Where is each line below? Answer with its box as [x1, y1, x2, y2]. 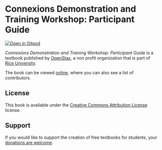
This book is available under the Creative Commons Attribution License [5, 102, 147, 108]
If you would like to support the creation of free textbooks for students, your [5, 134, 157, 140]
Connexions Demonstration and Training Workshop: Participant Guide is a [5, 50, 154, 56]
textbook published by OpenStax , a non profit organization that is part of [5, 55, 150, 61]
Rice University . [5, 60, 36, 66]
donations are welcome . [5, 139, 54, 145]
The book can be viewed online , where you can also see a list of [5, 69, 134, 75]
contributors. [5, 75, 31, 81]
